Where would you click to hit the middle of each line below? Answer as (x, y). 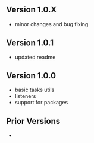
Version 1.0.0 (31, 76)
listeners (25, 96)
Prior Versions (33, 121)
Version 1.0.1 (30, 43)
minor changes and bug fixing (51, 24)
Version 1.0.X (32, 10)
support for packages (41, 103)
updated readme (35, 57)
